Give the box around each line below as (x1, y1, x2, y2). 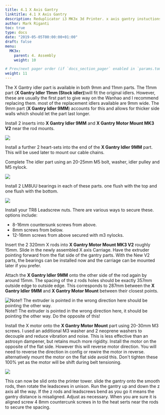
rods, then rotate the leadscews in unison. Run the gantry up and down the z (5, 383, 160, 389)
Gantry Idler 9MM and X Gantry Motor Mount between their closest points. (5, 288, 159, 293)
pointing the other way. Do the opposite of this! (5, 313, 101, 319)
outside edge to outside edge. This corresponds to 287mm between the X (5, 283, 155, 288)
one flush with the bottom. (5, 188, 58, 194)
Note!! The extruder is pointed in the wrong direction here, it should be (5, 308, 148, 314)
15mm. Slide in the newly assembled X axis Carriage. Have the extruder (5, 247, 150, 253)
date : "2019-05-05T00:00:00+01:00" (5, 35, 78, 40)
